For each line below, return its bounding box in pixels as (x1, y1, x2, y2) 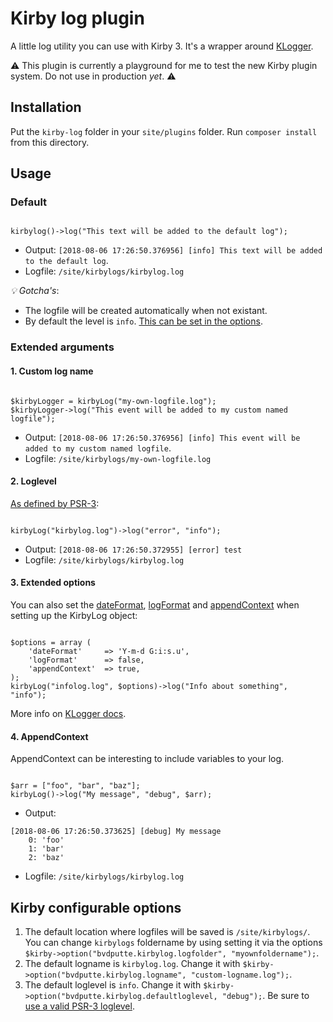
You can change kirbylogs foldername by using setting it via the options (24, 936, 323, 948)
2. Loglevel (10, 475, 57, 487)
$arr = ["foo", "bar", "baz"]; (10, 781, 141, 791)
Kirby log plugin (10, 7, 145, 30)
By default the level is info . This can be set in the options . (24, 315, 263, 327)
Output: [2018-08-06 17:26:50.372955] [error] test (24, 543, 243, 555)
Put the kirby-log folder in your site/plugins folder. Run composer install (10, 125, 318, 137)
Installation (10, 99, 82, 116)
